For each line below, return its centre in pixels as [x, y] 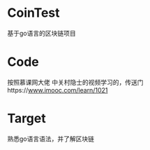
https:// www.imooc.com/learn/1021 [58, 90]
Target [27, 119]
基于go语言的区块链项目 [42, 33]
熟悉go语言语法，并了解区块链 [51, 139]
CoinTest [34, 13]
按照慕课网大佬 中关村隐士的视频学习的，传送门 [75, 82]
